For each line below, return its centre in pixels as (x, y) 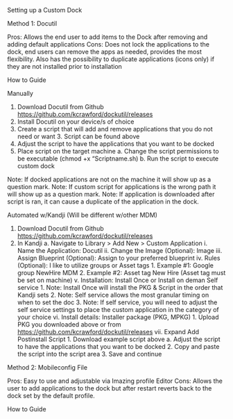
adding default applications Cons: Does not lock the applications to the (109, 44)
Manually (20, 93)
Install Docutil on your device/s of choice (76, 122)
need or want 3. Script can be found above (78, 136)
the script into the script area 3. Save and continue (89, 354)
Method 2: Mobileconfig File (48, 367)
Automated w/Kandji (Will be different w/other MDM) (83, 215)
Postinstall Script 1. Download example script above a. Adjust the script (119, 339)
